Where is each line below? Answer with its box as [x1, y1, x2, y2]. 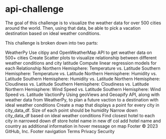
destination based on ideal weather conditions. [5, 30, 101, 36]
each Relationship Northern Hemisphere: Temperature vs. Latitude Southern [5, 65, 161, 71]
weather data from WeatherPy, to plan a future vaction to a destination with [5, 96, 159, 102]
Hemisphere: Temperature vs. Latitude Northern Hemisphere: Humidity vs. [5, 70, 157, 76]
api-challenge [5, 3, 64, 15]
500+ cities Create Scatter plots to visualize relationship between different [5, 54, 157, 60]
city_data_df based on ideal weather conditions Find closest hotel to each [5, 112, 155, 118]
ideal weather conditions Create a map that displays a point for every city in [5, 102, 160, 108]
